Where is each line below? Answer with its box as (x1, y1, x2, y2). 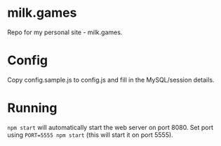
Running (7, 100, 58, 116)
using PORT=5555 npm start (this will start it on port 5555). (7, 131, 173, 139)
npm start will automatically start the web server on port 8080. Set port (7, 123, 214, 131)
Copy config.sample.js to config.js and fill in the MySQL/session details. (7, 75, 215, 84)
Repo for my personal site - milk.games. (7, 28, 123, 36)
